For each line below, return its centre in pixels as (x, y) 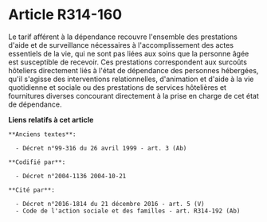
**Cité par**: (32, 190)
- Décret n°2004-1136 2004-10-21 (71, 176)
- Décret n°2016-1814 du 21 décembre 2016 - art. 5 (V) (110, 204)
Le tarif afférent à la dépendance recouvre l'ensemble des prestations (123, 37)
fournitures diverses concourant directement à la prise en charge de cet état (133, 95)
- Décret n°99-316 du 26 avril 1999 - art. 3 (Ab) (101, 148)
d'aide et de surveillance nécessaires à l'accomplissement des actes (121, 45)
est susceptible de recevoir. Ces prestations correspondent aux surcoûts (128, 62)
